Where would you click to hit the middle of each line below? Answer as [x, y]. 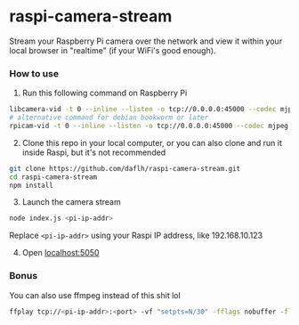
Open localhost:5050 [61, 253]
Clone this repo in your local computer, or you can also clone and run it [152, 142]
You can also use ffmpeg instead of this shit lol [95, 295]
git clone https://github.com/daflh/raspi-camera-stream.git [125, 168]
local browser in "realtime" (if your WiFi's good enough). [113, 50]
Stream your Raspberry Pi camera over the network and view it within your [146, 41]
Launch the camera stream [72, 202]
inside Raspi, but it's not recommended [94, 152]
